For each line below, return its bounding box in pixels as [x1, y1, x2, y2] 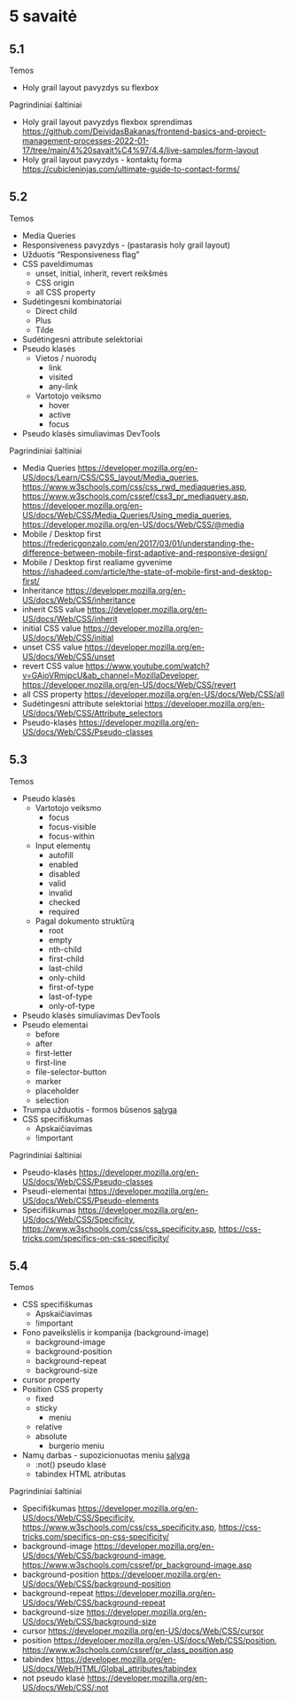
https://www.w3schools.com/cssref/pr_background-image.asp [21, 1560, 252, 1571]
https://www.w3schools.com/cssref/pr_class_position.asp [21, 1644, 234, 1656]
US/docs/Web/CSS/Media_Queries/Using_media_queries [21, 509, 230, 520]
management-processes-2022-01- [21, 136, 150, 146]
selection [35, 1094, 69, 1106]
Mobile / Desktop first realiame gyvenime [21, 556, 173, 567]
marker [35, 1075, 62, 1086]
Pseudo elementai [21, 1019, 89, 1030]
